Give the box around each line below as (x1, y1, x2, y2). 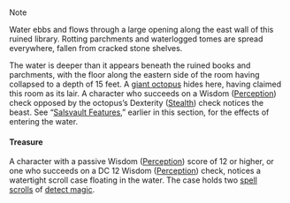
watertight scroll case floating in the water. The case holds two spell (9, 175, 258, 185)
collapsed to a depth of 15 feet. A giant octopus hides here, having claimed (9, 79, 282, 89)
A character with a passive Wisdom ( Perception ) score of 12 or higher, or (9, 156, 274, 167)
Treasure (9, 136, 43, 147)
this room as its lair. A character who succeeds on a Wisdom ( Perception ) (9, 87, 277, 99)
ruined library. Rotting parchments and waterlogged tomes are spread (9, 34, 263, 44)
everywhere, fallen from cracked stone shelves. (9, 42, 183, 53)
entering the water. (9, 116, 78, 126)
